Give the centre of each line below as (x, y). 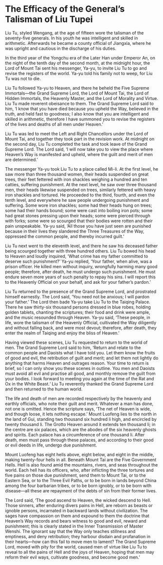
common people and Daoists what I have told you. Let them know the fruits (80, 352)
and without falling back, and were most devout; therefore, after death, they (81, 328)
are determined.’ (21, 159)
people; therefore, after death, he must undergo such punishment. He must (80, 272)
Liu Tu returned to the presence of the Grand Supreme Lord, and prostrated (81, 292)
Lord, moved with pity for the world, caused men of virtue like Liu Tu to (76, 546)
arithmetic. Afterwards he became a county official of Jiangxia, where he (78, 43)
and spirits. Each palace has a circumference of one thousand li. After (75, 434)
